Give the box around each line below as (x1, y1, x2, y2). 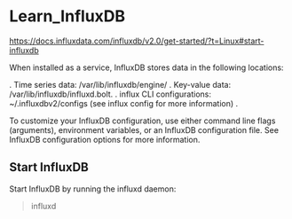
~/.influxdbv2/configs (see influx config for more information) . (9, 98, 239, 108)
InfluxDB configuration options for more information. (9, 134, 201, 145)
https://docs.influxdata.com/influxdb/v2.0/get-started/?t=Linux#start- (9, 35, 264, 46)
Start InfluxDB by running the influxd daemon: (9, 184, 177, 194)
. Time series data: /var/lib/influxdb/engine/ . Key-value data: (9, 79, 232, 90)
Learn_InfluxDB (9, 6, 126, 27)
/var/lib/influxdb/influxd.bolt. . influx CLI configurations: (9, 89, 211, 99)
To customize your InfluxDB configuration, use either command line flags (9, 115, 276, 126)
